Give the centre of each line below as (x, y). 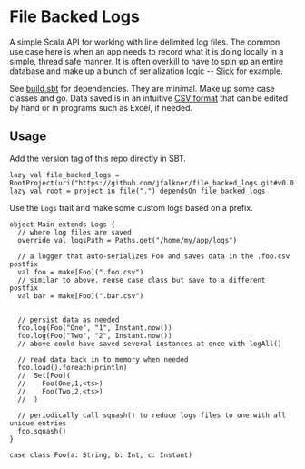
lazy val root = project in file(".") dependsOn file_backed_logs (138, 191)
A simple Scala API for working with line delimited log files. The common (145, 42)
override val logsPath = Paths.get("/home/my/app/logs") (128, 240)
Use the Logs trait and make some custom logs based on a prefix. (131, 207)
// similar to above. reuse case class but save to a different (142, 280)
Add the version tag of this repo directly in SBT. (98, 158)
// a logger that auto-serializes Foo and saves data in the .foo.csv (154, 256)
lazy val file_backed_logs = (64, 175)
